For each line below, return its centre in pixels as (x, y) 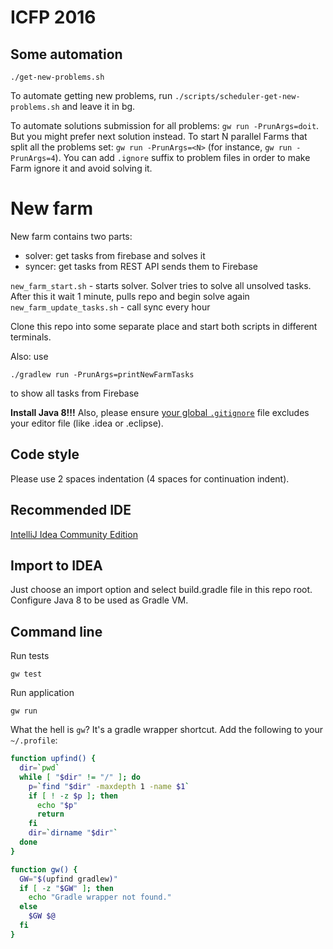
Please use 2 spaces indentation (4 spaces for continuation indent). (150, 478)
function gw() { (44, 869)
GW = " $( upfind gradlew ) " (68, 879)
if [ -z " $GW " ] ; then (66, 888)
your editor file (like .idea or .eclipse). (87, 423)
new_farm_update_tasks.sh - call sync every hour (110, 307)
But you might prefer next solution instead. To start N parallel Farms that (159, 136)
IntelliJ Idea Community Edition (74, 534)
